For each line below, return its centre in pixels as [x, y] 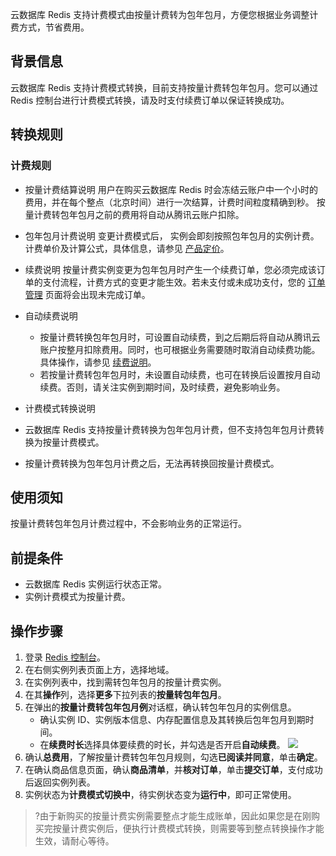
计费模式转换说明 [60, 408]
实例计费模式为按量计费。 [77, 597]
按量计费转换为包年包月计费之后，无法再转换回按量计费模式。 [152, 463]
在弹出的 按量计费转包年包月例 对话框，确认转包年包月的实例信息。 [160, 707]
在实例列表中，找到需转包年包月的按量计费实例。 [125, 682]
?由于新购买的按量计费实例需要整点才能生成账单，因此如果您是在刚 [173, 815]
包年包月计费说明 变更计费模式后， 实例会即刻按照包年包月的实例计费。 [172, 235]
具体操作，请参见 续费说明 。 [98, 362]
